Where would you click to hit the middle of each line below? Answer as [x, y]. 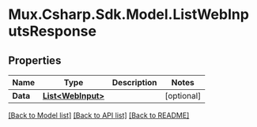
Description [134, 82]
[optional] [183, 96]
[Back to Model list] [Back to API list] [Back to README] [99, 115]
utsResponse [53, 31]
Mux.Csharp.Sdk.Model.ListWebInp [128, 15]
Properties [35, 60]
